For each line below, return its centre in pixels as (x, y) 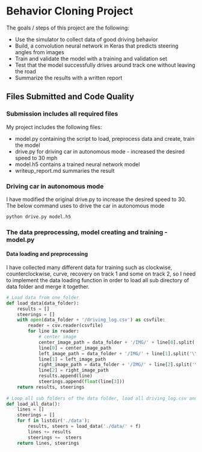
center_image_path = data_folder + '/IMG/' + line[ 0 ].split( (117, 342)
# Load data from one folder (43, 297)
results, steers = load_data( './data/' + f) (84, 426)
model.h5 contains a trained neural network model (77, 164)
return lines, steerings (48, 443)
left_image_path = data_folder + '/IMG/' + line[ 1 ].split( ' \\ (118, 353)
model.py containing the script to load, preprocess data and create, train (105, 138)
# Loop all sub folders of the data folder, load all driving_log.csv (96, 398)
